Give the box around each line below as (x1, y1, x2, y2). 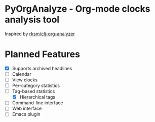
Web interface (12, 105, 42, 112)
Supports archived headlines (12, 65, 72, 71)
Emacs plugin (12, 111, 41, 117)
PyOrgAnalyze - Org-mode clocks (5, 3, 150, 15)
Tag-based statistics (12, 88, 55, 95)
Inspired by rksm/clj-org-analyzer (5, 30, 75, 37)
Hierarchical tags (19, 94, 56, 100)
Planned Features (5, 49, 81, 60)
